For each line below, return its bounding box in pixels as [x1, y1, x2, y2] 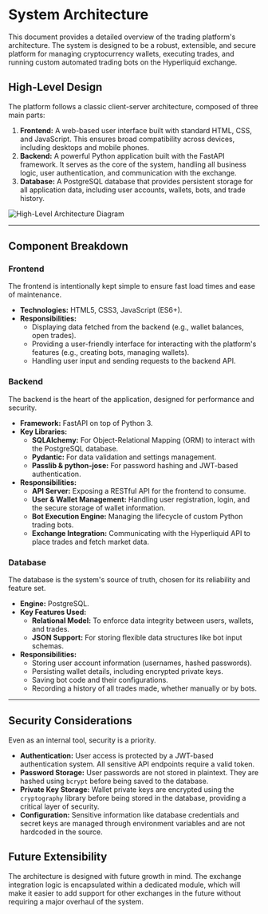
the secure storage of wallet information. [31, 502, 166, 512]
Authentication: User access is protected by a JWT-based [19, 751, 214, 760]
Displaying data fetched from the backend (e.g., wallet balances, [31, 322, 245, 332]
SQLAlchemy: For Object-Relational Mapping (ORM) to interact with [31, 435, 255, 444]
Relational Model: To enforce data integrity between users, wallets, [31, 616, 254, 625]
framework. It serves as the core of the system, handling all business [19, 160, 247, 169]
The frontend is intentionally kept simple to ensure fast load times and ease [8, 282, 255, 291]
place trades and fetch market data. [31, 537, 150, 546]
